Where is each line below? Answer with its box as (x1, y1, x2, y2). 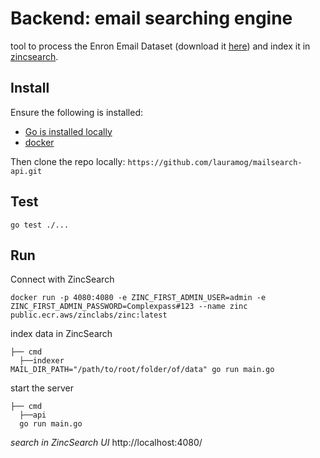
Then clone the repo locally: (10, 155, 126, 167)
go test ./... (10, 220, 70, 230)
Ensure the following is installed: (10, 106, 144, 118)
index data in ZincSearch (10, 328, 113, 340)
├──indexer (19, 356, 65, 366)
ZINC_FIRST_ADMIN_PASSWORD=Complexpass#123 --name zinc (10, 302, 248, 312)
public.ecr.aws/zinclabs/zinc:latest (10, 310, 168, 321)
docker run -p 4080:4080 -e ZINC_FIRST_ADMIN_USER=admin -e (10, 293, 267, 303)
